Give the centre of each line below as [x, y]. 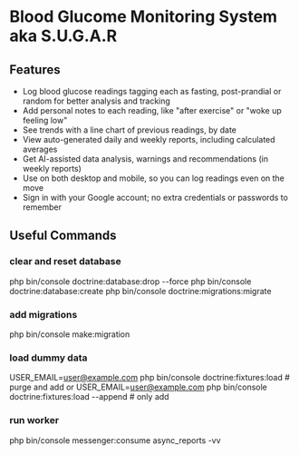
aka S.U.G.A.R [63, 36]
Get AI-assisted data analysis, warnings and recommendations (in [145, 159]
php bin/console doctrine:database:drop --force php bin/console [130, 281]
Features [35, 69]
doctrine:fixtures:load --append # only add [89, 397]
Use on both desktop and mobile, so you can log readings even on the [154, 178]
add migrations [43, 314]
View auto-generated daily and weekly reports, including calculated [149, 139]
